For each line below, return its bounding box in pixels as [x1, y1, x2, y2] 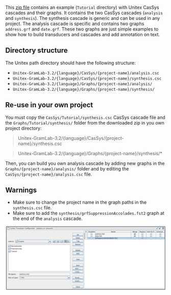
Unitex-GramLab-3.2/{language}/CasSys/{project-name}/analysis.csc [12, 70, 159, 76]
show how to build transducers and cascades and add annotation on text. [5, 32, 160, 37]
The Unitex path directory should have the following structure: [5, 60, 136, 66]
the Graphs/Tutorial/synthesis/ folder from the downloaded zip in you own [5, 119, 165, 126]
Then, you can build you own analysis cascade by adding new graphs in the [5, 160, 165, 166]
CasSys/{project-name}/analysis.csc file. [5, 171, 92, 177]
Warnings [5, 186, 37, 194]
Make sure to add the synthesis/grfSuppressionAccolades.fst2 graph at [12, 210, 165, 216]
